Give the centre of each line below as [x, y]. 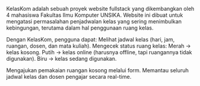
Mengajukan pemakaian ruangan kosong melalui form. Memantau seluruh [98, 70]
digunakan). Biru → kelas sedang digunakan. [61, 59]
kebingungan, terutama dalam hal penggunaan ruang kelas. [80, 28]
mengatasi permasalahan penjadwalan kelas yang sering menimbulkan [94, 21]
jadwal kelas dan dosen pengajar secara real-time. [69, 77]
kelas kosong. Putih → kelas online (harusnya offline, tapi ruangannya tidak [99, 52]
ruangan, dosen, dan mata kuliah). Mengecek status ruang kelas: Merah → [98, 46]
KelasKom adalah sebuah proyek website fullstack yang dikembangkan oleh [100, 9]
